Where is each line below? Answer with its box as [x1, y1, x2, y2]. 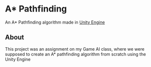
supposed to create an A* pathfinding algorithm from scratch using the [5, 51, 146, 57]
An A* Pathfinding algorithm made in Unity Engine [5, 19, 105, 25]
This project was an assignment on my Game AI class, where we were [5, 46, 145, 52]
